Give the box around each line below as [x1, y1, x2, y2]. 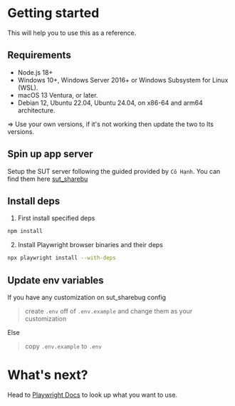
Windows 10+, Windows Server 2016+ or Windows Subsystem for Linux [17, 76, 229, 84]
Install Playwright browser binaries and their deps [17, 241, 164, 249]
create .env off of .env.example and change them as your [24, 306, 193, 315]
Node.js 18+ [17, 68, 53, 76]
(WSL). [17, 83, 38, 92]
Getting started [7, 5, 100, 21]
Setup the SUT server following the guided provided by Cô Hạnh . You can [7, 167, 221, 175]
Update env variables [7, 274, 105, 286]
